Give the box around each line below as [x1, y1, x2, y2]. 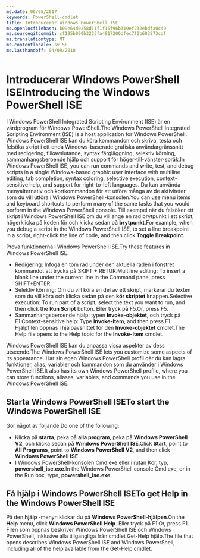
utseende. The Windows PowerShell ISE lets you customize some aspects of [6, 348, 192, 355]
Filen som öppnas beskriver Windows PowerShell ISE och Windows [6, 527, 171, 534]
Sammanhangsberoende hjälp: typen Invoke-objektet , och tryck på [14, 311, 181, 319]
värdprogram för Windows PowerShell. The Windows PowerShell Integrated [6, 124, 190, 131]
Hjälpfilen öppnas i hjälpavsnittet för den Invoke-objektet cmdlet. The [14, 324, 185, 331]
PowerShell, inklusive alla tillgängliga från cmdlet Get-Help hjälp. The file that [6, 532, 193, 540]
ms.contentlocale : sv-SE [6, 42, 68, 48]
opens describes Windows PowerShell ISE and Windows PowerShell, [6, 539, 176, 546]
